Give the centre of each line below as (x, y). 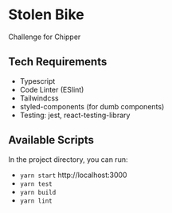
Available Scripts (51, 140)
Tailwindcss (39, 98)
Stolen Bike (47, 15)
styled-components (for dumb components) (92, 106)
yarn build (38, 192)
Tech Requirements (58, 62)
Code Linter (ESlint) (52, 89)
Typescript (37, 81)
